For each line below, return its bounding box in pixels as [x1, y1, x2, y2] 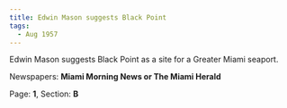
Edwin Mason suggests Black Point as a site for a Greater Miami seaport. [9, 54, 279, 65]
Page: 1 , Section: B [9, 88, 79, 99]
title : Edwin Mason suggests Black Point [9, 12, 167, 22]
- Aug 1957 [17, 29, 58, 38]
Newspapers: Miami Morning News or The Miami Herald [9, 71, 222, 82]
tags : [9, 21, 30, 30]
